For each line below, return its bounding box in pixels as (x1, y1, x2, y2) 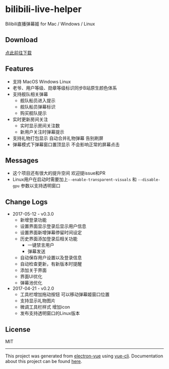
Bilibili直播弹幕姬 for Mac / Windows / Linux (5, 21, 96, 27)
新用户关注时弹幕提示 (20, 129, 64, 135)
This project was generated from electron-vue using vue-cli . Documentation (5, 353, 163, 359)
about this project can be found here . (5, 358, 82, 364)
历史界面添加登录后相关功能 (20, 236, 78, 242)
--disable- (137, 177, 161, 182)
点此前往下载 (5, 49, 32, 56)
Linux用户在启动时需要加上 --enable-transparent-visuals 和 (12, 176, 137, 182)
